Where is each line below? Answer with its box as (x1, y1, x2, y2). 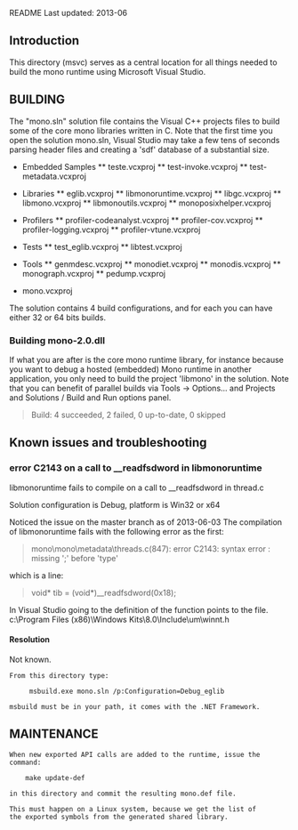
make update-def (25, 773, 86, 782)
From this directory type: (9, 671, 109, 680)
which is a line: (9, 569, 64, 581)
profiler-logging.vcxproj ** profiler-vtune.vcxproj (21, 224, 201, 235)
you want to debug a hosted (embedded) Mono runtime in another (9, 364, 252, 375)
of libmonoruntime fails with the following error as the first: (9, 526, 224, 536)
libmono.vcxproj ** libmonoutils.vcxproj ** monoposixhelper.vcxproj (21, 197, 271, 208)
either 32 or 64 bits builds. (9, 311, 107, 323)
